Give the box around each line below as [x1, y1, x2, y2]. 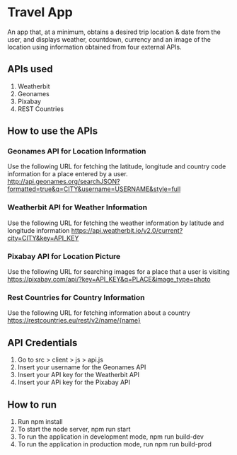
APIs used [7, 63, 53, 75]
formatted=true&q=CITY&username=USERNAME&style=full [7, 185, 181, 193]
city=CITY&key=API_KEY [7, 234, 79, 242]
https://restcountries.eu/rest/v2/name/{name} [7, 316, 141, 325]
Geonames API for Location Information [7, 146, 146, 156]
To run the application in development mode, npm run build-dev [17, 432, 204, 441]
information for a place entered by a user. [7, 170, 129, 178]
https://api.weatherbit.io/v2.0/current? [71, 226, 183, 234]
